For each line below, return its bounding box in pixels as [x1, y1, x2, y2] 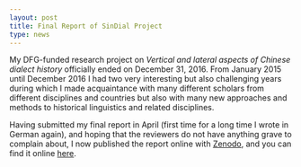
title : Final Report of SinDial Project [9, 22, 164, 31]
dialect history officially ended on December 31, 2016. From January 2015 [9, 64, 282, 75]
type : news [9, 30, 50, 39]
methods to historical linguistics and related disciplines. [9, 102, 215, 113]
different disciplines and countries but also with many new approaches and [9, 92, 288, 103]
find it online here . [9, 148, 76, 159]
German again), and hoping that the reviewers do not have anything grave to [9, 129, 292, 140]
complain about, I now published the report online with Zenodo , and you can [9, 138, 292, 149]
